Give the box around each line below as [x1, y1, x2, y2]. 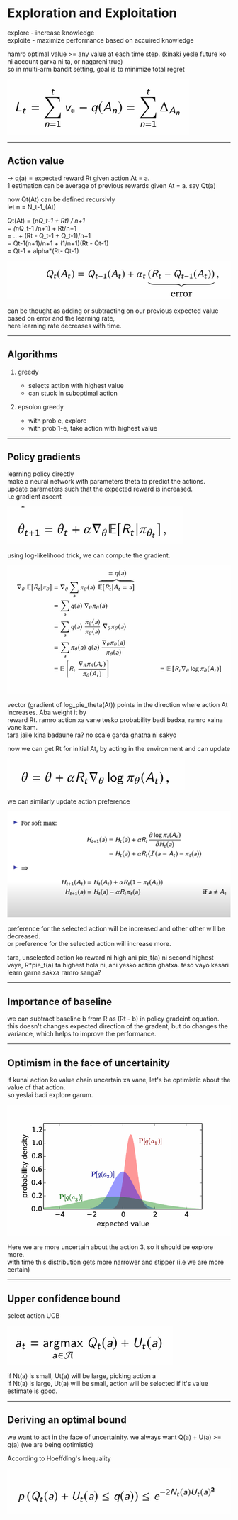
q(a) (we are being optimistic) [7, 1440, 93, 1448]
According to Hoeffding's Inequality [7, 1454, 111, 1463]
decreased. [7, 932, 41, 941]
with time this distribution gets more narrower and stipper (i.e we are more [7, 1258, 225, 1267]
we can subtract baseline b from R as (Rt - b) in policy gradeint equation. [7, 1014, 220, 1023]
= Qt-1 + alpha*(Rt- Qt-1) [7, 246, 79, 255]
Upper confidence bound [7, 1292, 120, 1304]
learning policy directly [7, 470, 74, 478]
